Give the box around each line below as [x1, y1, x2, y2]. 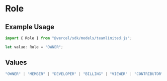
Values [5, 58, 27, 67]
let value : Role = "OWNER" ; [5, 44, 64, 49]
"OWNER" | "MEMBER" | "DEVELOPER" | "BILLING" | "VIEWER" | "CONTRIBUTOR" [5, 71, 164, 77]
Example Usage [5, 23, 55, 31]
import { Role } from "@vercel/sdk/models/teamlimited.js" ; [5, 36, 133, 40]
